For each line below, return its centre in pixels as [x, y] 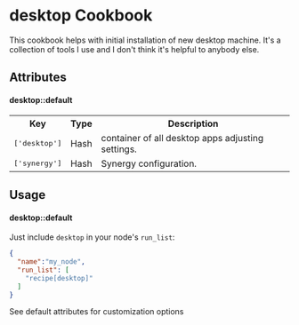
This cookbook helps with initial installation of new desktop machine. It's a [145, 40]
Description [193, 123]
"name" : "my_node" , [52, 262]
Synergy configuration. [149, 163]
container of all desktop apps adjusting [182, 138]
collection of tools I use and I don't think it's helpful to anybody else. [134, 49]
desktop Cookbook [81, 16]
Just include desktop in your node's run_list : [92, 237]
